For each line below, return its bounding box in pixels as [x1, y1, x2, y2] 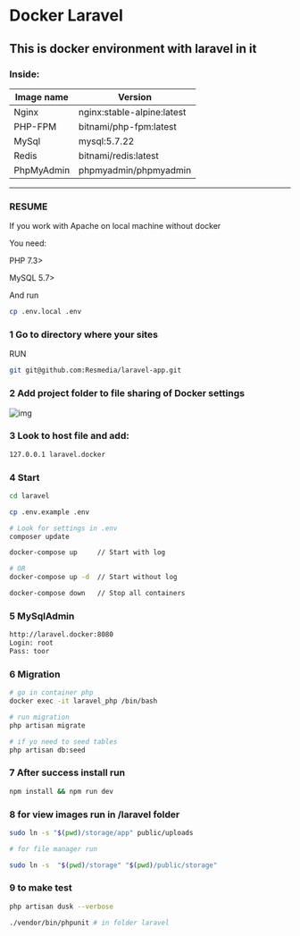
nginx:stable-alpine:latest [79, 105, 187, 118]
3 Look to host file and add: [9, 430, 129, 443]
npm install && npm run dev [9, 787, 114, 796]
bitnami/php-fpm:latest [79, 120, 177, 132]
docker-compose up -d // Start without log [9, 573, 178, 582]
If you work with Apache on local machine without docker [9, 221, 221, 232]
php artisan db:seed [9, 746, 87, 755]
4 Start [9, 471, 40, 484]
